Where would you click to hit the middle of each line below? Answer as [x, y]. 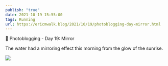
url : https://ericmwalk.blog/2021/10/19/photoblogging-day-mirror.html [83, 24]
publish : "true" [22, 10]
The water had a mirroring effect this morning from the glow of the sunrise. [84, 48]
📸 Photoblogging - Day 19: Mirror [40, 39]
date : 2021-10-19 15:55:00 [34, 15]
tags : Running [20, 19]
